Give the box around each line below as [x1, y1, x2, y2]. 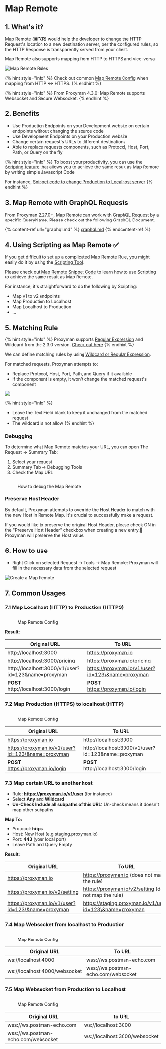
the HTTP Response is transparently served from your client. [5, 47, 128, 52]
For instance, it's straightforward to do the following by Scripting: [5, 283, 137, 290]
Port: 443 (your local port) [12, 836, 66, 842]
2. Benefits [5, 110, 40, 118]
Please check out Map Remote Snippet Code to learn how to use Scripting [5, 269, 156, 275]
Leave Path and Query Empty [12, 841, 73, 847]
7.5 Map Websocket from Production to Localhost [5, 986, 126, 993]
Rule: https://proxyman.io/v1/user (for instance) [12, 791, 112, 797]
